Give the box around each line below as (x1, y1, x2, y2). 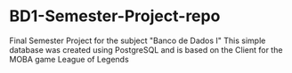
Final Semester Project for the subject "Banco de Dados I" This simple (9, 35, 266, 46)
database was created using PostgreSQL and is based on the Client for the (9, 44, 283, 55)
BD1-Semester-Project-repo (9, 6, 221, 26)
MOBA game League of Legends (9, 54, 129, 64)
